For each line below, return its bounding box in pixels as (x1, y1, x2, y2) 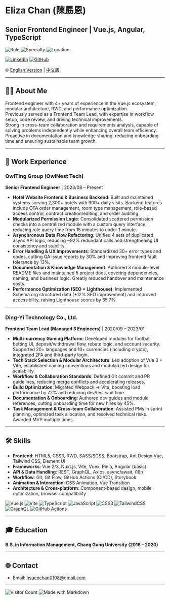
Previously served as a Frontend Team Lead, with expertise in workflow (5, 111, 154, 117)
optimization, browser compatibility (12, 490, 87, 496)
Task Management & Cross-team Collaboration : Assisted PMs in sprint (12, 405, 163, 412)
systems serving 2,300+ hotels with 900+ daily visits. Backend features (12, 199, 162, 206)
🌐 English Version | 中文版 (5, 67, 60, 73)
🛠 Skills (5, 436, 31, 445)
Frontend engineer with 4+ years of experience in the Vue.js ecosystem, (5, 100, 156, 106)
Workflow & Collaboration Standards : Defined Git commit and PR (12, 373, 150, 379)
